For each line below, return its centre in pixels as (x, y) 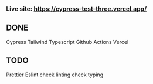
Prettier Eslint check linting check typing (55, 75)
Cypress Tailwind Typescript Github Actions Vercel (67, 42)
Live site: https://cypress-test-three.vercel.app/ (76, 9)
